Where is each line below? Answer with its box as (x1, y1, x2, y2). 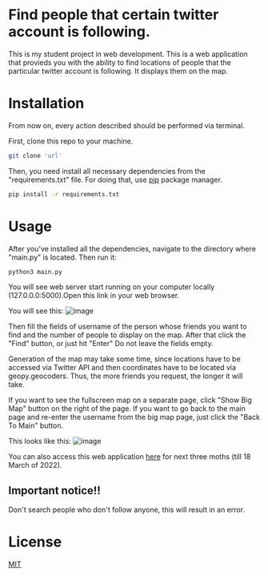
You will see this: (8, 306, 64, 316)
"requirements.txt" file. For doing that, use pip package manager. (8, 175, 222, 184)
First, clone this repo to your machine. (8, 136, 134, 146)
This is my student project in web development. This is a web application (8, 49, 248, 58)
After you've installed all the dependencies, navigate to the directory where (8, 244, 256, 253)
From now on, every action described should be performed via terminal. (8, 120, 246, 130)
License (8, 533, 62, 551)
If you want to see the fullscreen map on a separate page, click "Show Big (8, 395, 252, 405)
